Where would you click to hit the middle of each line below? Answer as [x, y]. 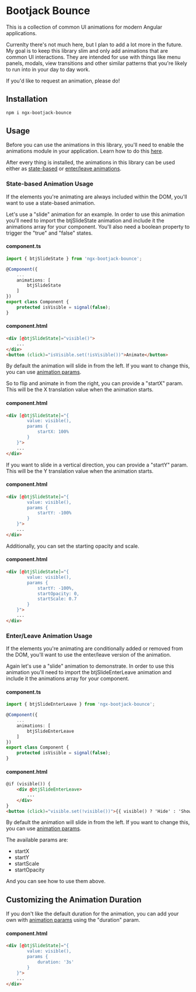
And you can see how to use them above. [56, 881]
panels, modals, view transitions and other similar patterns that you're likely [97, 63]
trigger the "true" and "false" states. [50, 233]
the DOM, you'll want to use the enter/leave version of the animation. [89, 655]
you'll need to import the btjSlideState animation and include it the [85, 220]
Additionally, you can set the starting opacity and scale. [73, 546]
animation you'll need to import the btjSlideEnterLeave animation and [89, 672]
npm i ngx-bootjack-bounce [39, 112]
